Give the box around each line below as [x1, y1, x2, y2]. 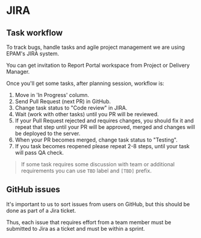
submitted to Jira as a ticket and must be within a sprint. [6, 225, 146, 232]
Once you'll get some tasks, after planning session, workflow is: [6, 80, 164, 87]
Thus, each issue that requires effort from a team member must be [6, 218, 172, 226]
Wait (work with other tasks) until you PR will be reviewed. [14, 111, 159, 117]
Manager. [6, 68, 30, 75]
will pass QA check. [14, 149, 64, 156]
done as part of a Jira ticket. [6, 207, 76, 214]
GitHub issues [6, 184, 60, 195]
